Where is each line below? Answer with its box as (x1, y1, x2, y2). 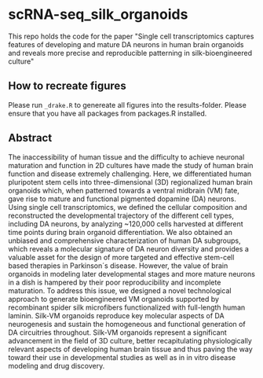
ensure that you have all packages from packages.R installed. (8, 108, 207, 118)
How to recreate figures (8, 79, 127, 93)
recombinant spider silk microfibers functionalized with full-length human (8, 303, 246, 312)
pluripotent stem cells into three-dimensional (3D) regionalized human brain (8, 177, 254, 186)
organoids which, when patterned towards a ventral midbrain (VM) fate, (8, 185, 239, 195)
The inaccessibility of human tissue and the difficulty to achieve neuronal (8, 152, 245, 162)
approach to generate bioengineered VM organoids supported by (8, 294, 220, 303)
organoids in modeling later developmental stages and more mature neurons (8, 269, 255, 278)
